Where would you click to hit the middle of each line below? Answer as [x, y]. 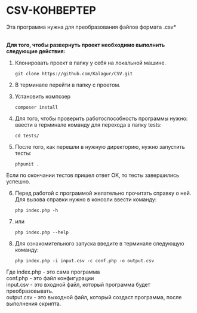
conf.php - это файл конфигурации [50, 278]
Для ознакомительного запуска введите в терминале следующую [99, 243]
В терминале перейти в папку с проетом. [67, 85]
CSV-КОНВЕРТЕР [51, 10]
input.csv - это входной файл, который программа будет [78, 284]
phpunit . [27, 164]
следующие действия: [36, 51]
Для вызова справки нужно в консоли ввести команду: [86, 199]
